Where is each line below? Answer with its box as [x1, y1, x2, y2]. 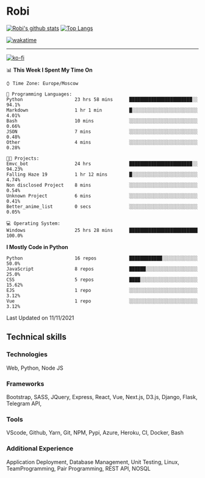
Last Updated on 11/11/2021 [6, 314, 74, 321]
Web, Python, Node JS [6, 364, 63, 372]
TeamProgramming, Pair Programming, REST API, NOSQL [6, 465, 151, 472]
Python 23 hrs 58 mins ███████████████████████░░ [6, 96, 198, 102]
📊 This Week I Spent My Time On [6, 66, 93, 73]
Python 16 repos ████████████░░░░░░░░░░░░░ [6, 255, 198, 261]
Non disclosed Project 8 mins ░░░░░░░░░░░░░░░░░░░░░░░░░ [6, 182, 198, 188]
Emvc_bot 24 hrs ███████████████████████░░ [6, 160, 198, 166]
